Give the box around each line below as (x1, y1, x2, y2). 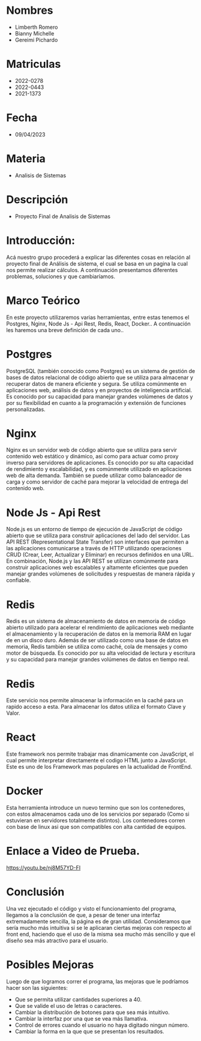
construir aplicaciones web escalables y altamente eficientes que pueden (6, 564, 188, 571)
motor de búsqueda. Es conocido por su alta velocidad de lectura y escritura (6, 649, 196, 657)
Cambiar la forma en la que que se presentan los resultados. (14, 1028, 164, 1035)
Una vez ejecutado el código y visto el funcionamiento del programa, (6, 905, 177, 912)
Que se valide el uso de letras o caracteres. (14, 1002, 122, 1009)
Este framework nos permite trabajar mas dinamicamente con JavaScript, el (6, 750, 194, 757)
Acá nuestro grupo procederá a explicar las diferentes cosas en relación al (6, 253, 191, 261)
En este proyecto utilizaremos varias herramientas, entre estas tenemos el (6, 314, 190, 321)
